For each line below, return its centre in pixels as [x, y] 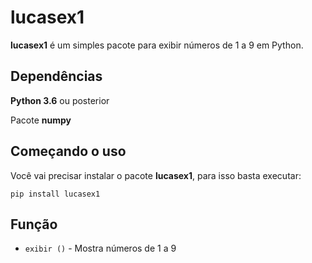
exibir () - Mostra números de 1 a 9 [100, 248]
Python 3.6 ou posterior [60, 100]
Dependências [56, 76]
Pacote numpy [41, 120]
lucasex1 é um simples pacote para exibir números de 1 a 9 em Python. [157, 45]
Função [34, 224]
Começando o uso [68, 151]
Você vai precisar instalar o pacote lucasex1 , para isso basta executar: [156, 175]
